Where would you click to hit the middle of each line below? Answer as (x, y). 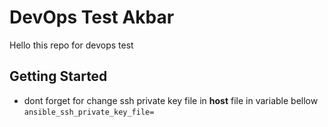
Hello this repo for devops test (71, 45)
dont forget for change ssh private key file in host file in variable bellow (171, 100)
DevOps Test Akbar (92, 17)
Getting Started (58, 76)
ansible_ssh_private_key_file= (89, 112)
